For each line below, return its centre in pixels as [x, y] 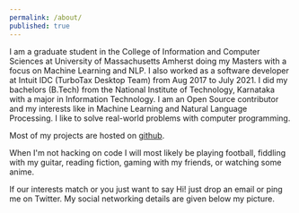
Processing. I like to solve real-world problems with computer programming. [150, 118]
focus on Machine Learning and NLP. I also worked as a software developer [149, 70]
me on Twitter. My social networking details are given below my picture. [142, 199]
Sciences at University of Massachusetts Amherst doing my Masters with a [148, 61]
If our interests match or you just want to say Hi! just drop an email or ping [146, 189]
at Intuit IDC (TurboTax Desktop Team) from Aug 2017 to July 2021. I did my [149, 80]
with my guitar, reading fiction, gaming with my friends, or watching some [145, 162]
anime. [22, 172]
